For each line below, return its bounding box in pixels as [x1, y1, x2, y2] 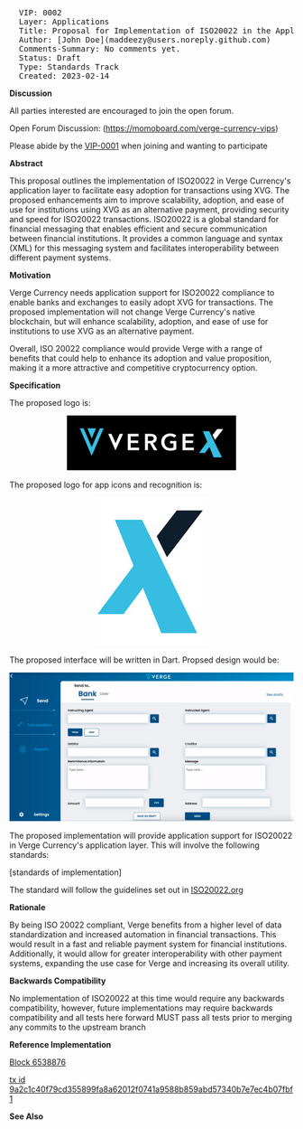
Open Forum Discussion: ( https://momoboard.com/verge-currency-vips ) [9, 123, 279, 134]
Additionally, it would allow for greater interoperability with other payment [9, 948, 282, 959]
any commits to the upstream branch [9, 1021, 147, 1033]
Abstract [9, 158, 43, 168]
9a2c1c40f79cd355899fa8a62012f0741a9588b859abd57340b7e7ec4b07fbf [9, 1084, 293, 1095]
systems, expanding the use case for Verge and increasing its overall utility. [9, 958, 290, 969]
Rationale [9, 902, 46, 913]
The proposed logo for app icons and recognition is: [9, 479, 203, 490]
